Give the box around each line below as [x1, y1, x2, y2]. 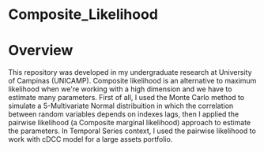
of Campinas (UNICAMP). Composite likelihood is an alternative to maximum [8, 76, 257, 86]
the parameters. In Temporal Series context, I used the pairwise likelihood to [8, 126, 257, 135]
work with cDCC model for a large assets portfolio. [8, 135, 173, 144]
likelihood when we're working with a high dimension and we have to [8, 84, 232, 94]
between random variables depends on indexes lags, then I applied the [8, 109, 239, 119]
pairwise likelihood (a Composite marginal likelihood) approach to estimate [8, 118, 251, 128]
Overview [8, 42, 74, 60]
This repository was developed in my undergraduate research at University [8, 68, 252, 77]
